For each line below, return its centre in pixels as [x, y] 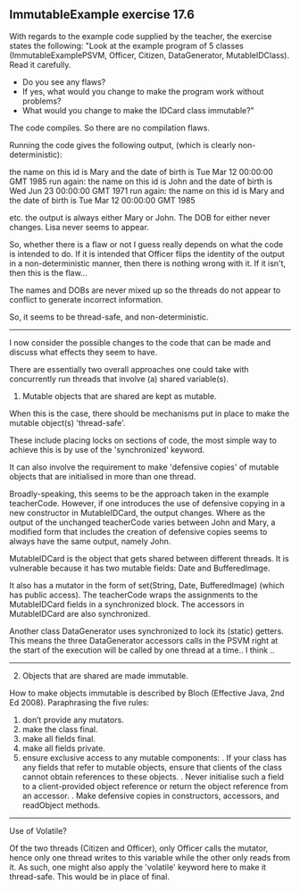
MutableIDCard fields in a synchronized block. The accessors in [127, 604]
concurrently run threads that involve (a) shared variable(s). [119, 379]
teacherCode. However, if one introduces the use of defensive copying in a [147, 503]
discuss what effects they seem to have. [83, 352]
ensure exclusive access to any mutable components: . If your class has [154, 757]
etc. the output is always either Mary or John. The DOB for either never [140, 217]
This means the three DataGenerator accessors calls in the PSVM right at [144, 640]
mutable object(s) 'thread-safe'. [68, 422]
